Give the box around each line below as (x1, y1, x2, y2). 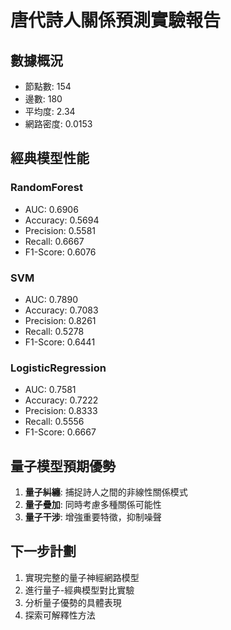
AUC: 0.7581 (24, 384, 77, 396)
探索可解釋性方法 (24, 609, 96, 621)
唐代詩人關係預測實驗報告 (10, 9, 222, 32)
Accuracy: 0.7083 (24, 304, 99, 316)
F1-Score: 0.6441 (24, 336, 96, 348)
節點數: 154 (24, 81, 72, 92)
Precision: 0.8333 (24, 405, 98, 417)
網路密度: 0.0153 (24, 118, 93, 130)
